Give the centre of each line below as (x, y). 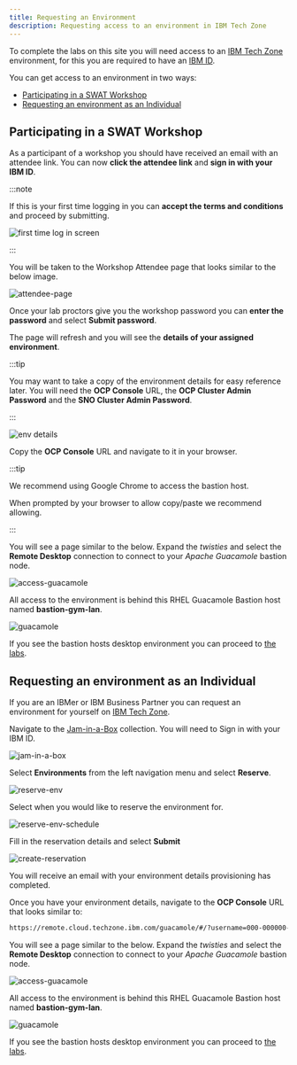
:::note (21, 189)
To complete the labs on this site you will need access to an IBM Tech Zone (146, 51)
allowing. (26, 513)
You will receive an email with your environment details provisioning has (140, 876)
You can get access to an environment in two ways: (103, 77)
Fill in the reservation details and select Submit (95, 842)
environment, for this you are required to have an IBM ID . (112, 60)
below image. (34, 276)
